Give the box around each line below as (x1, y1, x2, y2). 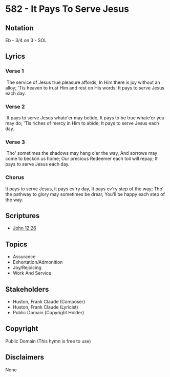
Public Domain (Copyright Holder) (12, 310, 84, 316)
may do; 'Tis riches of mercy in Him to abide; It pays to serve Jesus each (5, 120, 160, 126)
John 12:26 (12, 225, 37, 231)
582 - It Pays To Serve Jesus (5, 3, 130, 15)
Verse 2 (5, 103, 25, 110)
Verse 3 (5, 138, 25, 146)
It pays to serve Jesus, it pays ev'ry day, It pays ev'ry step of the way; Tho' (5, 186, 164, 192)
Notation (5, 24, 34, 32)
